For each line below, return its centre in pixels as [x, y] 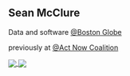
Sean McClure [44, 13]
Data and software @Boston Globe [65, 32]
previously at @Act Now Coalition [63, 47]
